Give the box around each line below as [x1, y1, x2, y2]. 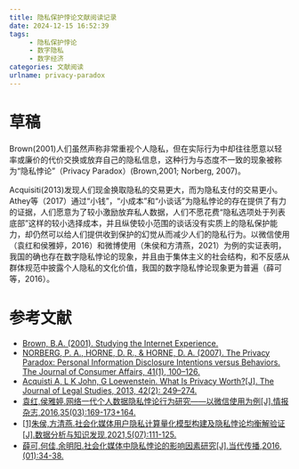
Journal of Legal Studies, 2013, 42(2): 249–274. [21, 384, 198, 396]
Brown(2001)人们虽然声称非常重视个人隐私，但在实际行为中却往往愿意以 [9, 143, 275, 154]
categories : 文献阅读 [9, 63, 85, 72]
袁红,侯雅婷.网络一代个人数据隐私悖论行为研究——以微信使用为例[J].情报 [21, 395, 289, 406]
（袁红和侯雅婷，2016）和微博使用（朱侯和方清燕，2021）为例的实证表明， [9, 239, 287, 250]
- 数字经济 [28, 54, 64, 63]
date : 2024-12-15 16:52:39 [9, 21, 109, 30]
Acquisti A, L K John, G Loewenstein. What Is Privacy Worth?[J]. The [21, 376, 274, 386]
